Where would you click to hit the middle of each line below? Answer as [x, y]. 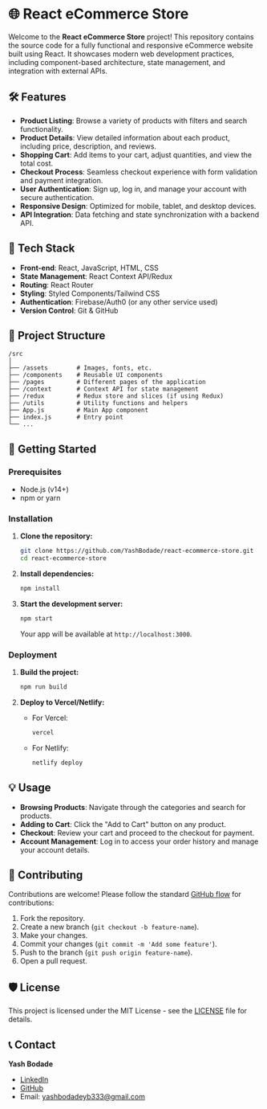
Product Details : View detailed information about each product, [125, 137]
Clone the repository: [56, 536]
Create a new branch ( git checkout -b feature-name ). [109, 927]
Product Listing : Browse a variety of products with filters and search [133, 121]
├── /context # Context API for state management [103, 389]
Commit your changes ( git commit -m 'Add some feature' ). [119, 944]
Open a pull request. [54, 961]
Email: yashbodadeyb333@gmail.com [83, 1097]
